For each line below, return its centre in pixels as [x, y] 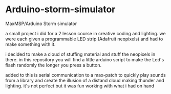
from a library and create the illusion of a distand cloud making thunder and [85, 80]
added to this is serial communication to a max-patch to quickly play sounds [86, 75]
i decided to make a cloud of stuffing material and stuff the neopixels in [80, 54]
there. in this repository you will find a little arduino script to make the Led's [85, 59]
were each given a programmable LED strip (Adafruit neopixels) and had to [84, 39]
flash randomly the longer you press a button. [53, 65]
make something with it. [30, 44]
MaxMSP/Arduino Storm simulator [41, 24]
